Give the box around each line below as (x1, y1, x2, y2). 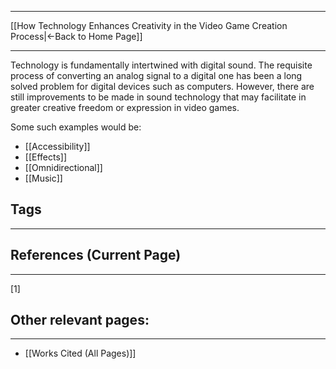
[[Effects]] (24, 151, 68, 163)
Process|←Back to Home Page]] (10, 31, 143, 42)
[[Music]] (24, 172, 63, 184)
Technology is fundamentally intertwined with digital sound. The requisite (10, 59, 313, 71)
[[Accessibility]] (24, 141, 91, 152)
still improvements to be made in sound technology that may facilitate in (10, 91, 307, 103)
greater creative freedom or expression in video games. (10, 102, 240, 113)
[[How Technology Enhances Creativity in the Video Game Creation (10, 20, 288, 31)
